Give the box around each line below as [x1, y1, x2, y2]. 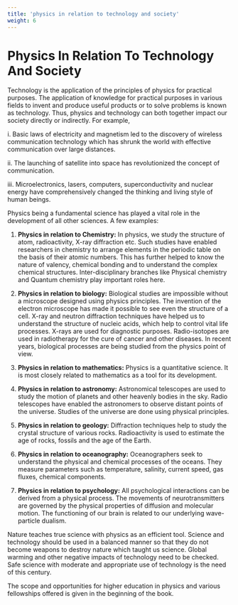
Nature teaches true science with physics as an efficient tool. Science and [7, 530, 225, 539]
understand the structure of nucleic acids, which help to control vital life [17, 320, 229, 328]
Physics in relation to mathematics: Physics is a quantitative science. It [17, 364, 229, 372]
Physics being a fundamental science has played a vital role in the [7, 209, 200, 217]
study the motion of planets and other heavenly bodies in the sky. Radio [17, 392, 228, 401]
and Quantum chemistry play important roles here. [17, 276, 166, 284]
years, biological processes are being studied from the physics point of [17, 342, 226, 351]
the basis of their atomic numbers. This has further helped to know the [17, 253, 225, 261]
